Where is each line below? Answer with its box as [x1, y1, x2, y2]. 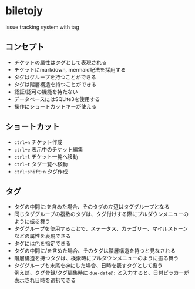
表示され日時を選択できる [14, 277, 76, 284]
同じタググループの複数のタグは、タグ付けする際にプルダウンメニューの [14, 210, 189, 218]
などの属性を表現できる [14, 233, 71, 240]
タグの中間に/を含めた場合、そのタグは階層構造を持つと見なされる [14, 247, 176, 254]
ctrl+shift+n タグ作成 [14, 167, 68, 174]
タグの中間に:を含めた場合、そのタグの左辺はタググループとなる [14, 203, 170, 210]
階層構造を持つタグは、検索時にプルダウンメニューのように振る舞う [14, 254, 179, 262]
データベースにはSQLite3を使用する [14, 95, 100, 102]
